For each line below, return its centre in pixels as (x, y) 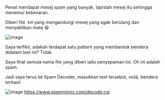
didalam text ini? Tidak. (29, 52)
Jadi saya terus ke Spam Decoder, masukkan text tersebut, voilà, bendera (82, 77)
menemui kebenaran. (27, 12)
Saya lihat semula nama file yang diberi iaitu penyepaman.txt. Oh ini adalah (83, 62)
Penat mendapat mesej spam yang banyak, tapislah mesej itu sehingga (79, 7)
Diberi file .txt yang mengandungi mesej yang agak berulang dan (72, 22)
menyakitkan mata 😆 (27, 27)
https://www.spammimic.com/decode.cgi (67, 92)
